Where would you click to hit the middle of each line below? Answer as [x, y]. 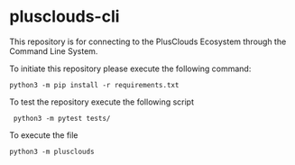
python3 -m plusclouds [52, 151]
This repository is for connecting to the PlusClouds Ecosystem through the [148, 41]
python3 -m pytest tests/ [62, 118]
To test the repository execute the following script [102, 102]
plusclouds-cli [65, 17]
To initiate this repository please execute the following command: [130, 69]
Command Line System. [54, 50]
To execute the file [44, 135]
